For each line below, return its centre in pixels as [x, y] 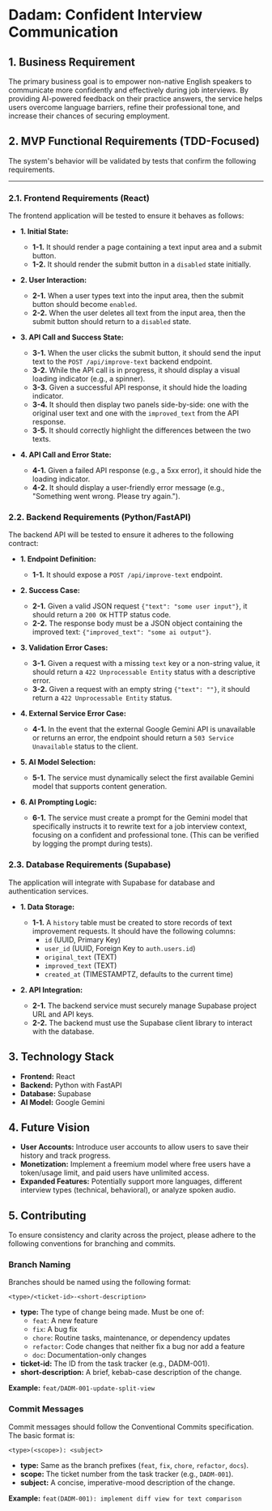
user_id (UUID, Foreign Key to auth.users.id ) [120, 948]
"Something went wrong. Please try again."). [106, 497]
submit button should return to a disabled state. [112, 322]
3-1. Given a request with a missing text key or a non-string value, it [146, 664]
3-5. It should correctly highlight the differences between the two [141, 430]
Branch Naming [40, 1265]
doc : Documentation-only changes [89, 1355]
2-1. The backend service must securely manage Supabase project [144, 1005]
